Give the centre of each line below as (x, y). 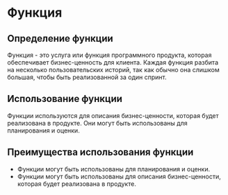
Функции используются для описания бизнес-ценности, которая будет (113, 115)
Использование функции (65, 99)
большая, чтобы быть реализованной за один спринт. (87, 77)
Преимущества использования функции (100, 152)
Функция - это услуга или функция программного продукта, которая (109, 55)
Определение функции (60, 39)
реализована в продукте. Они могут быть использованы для (97, 123)
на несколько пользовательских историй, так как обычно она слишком (114, 70)
